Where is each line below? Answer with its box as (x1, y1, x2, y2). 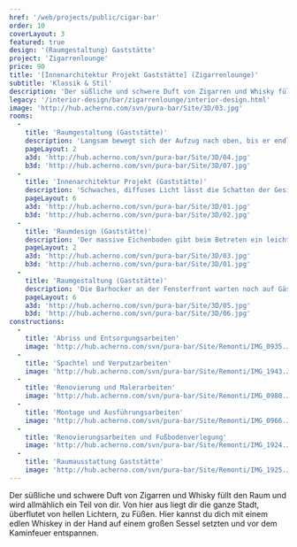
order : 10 (9, 21, 46, 30)
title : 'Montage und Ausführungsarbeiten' (25, 408, 184, 417)
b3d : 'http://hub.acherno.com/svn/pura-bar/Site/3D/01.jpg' (25, 260, 251, 269)
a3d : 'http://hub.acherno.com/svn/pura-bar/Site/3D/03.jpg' (25, 251, 251, 261)
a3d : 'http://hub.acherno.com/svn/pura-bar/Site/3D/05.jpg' (25, 301, 251, 310)
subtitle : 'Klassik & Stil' (9, 79, 113, 88)
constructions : (9, 318, 65, 327)
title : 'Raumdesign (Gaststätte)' (25, 227, 152, 235)
